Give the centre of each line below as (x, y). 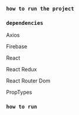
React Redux (22, 70)
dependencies (25, 23)
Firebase (17, 47)
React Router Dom (28, 81)
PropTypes (19, 92)
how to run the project (40, 9)
